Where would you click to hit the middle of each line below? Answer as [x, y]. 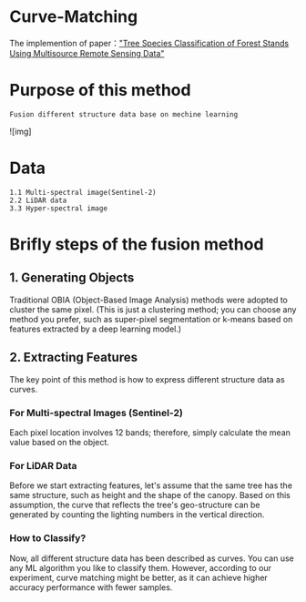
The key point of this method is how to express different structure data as [147, 379]
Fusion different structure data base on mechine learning [124, 114]
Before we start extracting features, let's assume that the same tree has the [151, 485]
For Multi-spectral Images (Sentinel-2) [97, 413]
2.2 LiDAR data [38, 200]
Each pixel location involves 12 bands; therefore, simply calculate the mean [150, 432]
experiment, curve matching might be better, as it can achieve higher [139, 577]
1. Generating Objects [72, 278]
